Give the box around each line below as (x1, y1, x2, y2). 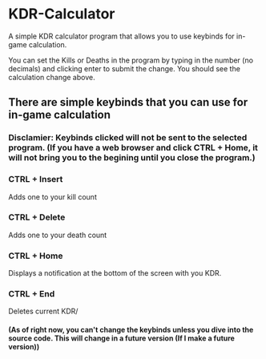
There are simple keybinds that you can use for (8, 95, 248, 109)
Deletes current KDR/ (8, 306, 79, 317)
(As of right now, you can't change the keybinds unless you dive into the (8, 325, 254, 335)
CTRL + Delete (8, 212, 66, 223)
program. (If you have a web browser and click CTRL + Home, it (8, 142, 259, 153)
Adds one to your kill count (8, 192, 98, 201)
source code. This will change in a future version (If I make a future (8, 333, 235, 343)
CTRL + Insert (8, 174, 63, 185)
